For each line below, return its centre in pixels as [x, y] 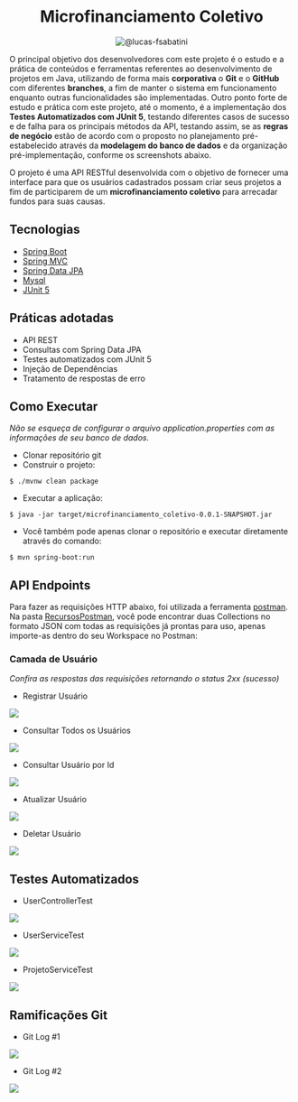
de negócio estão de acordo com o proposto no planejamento [125, 135]
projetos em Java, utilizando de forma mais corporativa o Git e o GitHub [144, 78]
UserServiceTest [53, 935]
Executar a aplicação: [63, 498]
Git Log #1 [41, 1037]
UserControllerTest [57, 901]
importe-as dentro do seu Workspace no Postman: [103, 636]
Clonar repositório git [62, 455]
